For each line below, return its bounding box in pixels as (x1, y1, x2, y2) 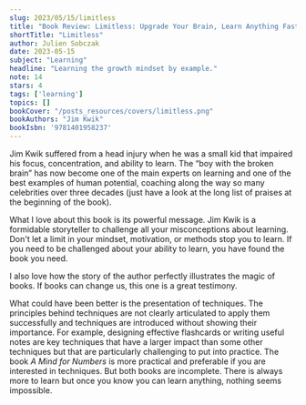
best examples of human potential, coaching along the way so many (9, 177, 266, 187)
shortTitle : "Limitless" (9, 30, 104, 39)
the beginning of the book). (9, 197, 112, 208)
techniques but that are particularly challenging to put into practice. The (9, 347, 280, 357)
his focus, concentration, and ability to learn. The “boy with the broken (9, 158, 274, 168)
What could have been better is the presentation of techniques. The (9, 298, 264, 309)
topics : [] (9, 97, 51, 107)
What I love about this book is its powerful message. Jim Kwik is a (9, 215, 257, 225)
